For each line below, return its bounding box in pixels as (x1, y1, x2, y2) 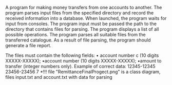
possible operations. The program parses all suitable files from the (5, 32, 146, 37)
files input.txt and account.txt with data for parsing (5, 74, 113, 80)
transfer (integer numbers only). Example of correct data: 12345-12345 (5, 63, 156, 69)
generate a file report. (5, 42, 51, 48)
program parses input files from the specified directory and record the (5, 10, 154, 16)
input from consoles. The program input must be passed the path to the (5, 20, 157, 27)
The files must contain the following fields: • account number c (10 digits (5, 52, 159, 58)
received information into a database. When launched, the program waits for (5, 15, 167, 21)
